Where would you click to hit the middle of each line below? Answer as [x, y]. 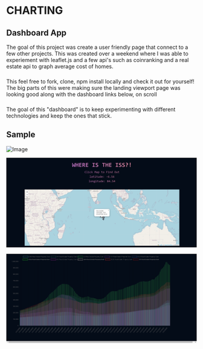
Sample [21, 135]
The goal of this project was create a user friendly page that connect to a [97, 47]
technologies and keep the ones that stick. [59, 116]
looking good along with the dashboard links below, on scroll [82, 94]
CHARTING [35, 11]
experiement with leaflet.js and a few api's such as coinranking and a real [98, 60]
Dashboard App [37, 33]
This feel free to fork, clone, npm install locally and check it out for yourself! [100, 81]
